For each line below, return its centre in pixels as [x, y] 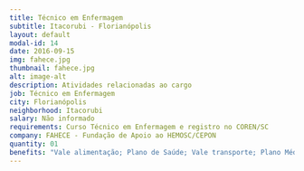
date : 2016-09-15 [42, 52]
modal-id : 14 [34, 43]
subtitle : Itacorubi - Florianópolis [81, 26]
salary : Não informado [52, 119]
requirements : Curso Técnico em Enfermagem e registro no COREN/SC [139, 128]
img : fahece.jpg [40, 60]
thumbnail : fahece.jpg [52, 69]
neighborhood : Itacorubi [56, 110]
